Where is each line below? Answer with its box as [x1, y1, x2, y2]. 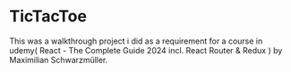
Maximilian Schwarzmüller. [9, 54, 108, 65]
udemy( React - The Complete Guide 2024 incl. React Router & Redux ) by [9, 44, 283, 55]
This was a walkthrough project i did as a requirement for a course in [9, 36, 263, 46]
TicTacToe [9, 6, 88, 27]
